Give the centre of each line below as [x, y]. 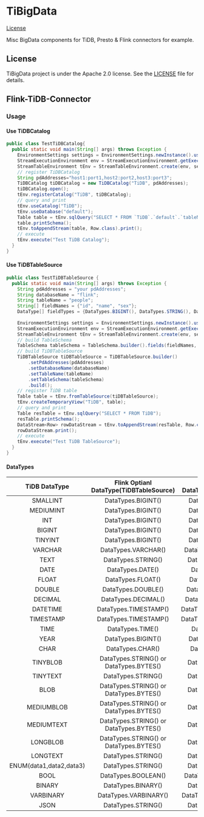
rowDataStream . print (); [47, 430]
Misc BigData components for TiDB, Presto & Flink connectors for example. [100, 40]
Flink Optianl [133, 483]
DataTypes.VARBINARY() [133, 796]
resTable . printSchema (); [49, 419]
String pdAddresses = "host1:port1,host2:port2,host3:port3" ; [95, 178]
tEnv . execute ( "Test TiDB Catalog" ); [64, 240]
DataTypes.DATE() [133, 570]
